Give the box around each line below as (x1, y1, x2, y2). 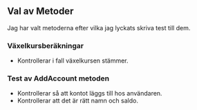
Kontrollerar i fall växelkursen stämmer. (17, 56, 129, 65)
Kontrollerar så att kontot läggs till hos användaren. (17, 89, 162, 98)
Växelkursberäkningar (7, 41, 84, 50)
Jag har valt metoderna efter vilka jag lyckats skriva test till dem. (7, 23, 191, 32)
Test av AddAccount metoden (7, 74, 109, 83)
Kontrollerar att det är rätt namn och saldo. (17, 96, 138, 105)
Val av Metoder (7, 5, 74, 17)
